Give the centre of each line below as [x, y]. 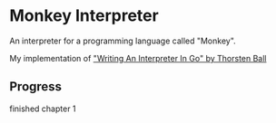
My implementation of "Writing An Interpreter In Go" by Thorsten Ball [138, 58]
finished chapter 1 [43, 109]
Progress [35, 87]
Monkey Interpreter [84, 16]
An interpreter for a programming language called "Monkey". [123, 41]
